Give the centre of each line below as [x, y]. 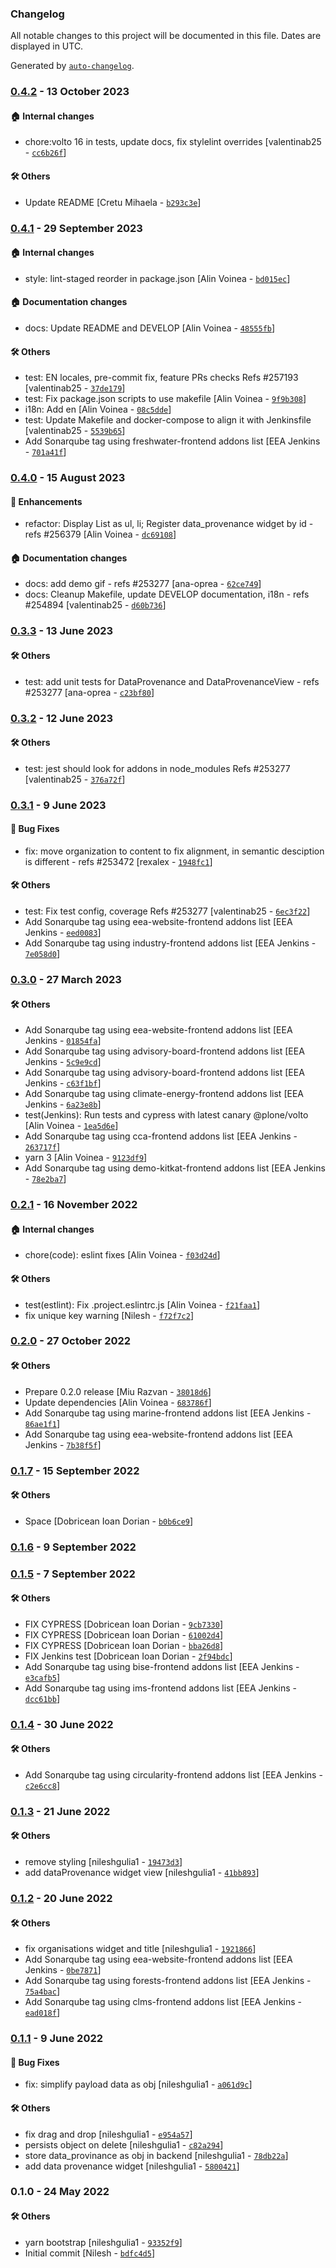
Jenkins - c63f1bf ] [63, 1083]
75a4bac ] [42, 1991]
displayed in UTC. [47, 46]
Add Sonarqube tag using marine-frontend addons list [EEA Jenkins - [168, 1413]
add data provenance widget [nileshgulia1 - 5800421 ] [132, 2166]
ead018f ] [42, 2013]
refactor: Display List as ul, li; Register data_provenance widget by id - [169, 524]
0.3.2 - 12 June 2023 [62, 718]
